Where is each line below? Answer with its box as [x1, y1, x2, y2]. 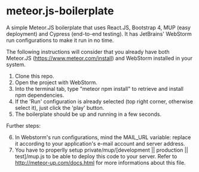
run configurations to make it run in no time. [6, 36, 114, 44]
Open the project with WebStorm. [14, 79, 97, 86]
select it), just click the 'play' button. [14, 104, 105, 111]
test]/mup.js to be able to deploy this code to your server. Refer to [14, 152, 177, 159]
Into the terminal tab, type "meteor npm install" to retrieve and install [14, 85, 184, 92]
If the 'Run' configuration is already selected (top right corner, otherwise [14, 97, 193, 105]
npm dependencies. [14, 91, 65, 99]
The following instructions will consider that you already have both [6, 48, 170, 55]
